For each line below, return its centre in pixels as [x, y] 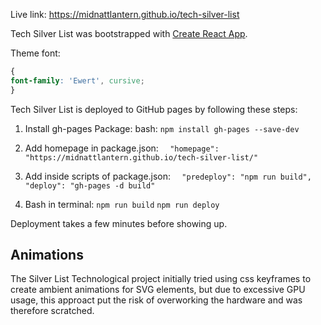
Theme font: [35, 53]
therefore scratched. [52, 311]
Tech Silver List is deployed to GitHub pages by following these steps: [154, 109]
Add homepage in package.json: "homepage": [122, 148]
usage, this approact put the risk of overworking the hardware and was [156, 300]
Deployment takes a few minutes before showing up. [119, 223]
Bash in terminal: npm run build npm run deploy [122, 204]
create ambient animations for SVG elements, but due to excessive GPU [158, 290]
